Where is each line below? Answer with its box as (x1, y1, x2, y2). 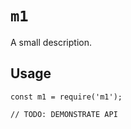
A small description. (10, 36, 92, 48)
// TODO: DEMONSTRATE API (10, 109, 118, 119)
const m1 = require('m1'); (10, 92, 123, 102)
